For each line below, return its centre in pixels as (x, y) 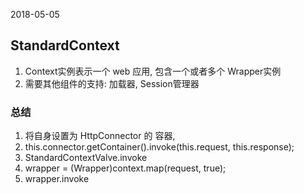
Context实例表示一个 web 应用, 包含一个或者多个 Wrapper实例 (153, 71)
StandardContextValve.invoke (86, 158)
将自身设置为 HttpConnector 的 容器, (100, 136)
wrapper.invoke (57, 179)
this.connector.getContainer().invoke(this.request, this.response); (159, 147)
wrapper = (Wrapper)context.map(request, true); (125, 168)
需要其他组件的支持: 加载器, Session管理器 (112, 83)
